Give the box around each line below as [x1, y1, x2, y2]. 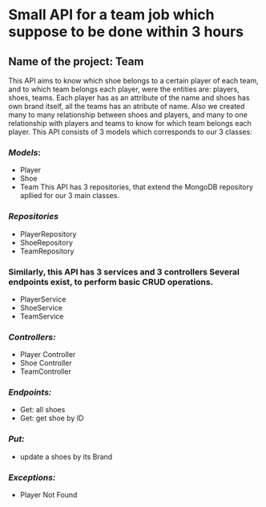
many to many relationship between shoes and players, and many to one [8, 110, 248, 120]
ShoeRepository [19, 237, 74, 247]
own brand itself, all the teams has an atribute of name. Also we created [8, 102, 245, 111]
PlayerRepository [19, 229, 77, 238]
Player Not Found [19, 490, 78, 500]
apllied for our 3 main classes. [19, 191, 120, 201]
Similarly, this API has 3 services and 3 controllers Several [8, 266, 240, 278]
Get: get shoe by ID [19, 413, 84, 423]
